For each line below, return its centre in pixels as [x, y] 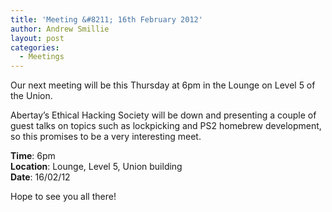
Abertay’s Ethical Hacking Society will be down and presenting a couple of [163, 115]
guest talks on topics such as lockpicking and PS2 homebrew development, [166, 126]
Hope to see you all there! [63, 197]
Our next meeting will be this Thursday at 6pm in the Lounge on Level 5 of [163, 85]
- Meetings [42, 57]
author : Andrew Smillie [60, 29]
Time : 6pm [33, 156]
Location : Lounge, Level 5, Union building [96, 167]
